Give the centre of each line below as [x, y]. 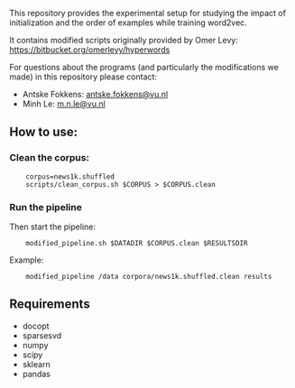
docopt [36, 326]
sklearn [37, 364]
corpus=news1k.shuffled [70, 176]
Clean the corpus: [50, 158]
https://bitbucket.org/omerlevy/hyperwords [90, 50]
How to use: [44, 132]
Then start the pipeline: [53, 226]
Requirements [50, 305]
